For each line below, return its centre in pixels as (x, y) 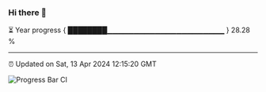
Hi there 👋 (28, 13)
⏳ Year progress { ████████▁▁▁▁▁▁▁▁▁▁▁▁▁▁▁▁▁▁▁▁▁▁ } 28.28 (129, 30)
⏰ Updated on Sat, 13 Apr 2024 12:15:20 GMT (82, 64)
